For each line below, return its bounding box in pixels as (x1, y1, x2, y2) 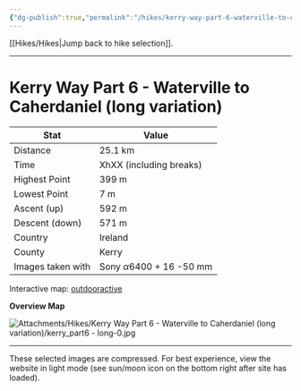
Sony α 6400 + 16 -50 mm (99, 260, 213, 273)
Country (13, 231, 48, 243)
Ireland (99, 231, 129, 243)
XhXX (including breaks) (99, 158, 202, 171)
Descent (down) (13, 217, 82, 229)
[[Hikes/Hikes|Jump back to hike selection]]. (9, 38, 174, 48)
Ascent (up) (13, 202, 64, 215)
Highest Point (13, 173, 71, 185)
